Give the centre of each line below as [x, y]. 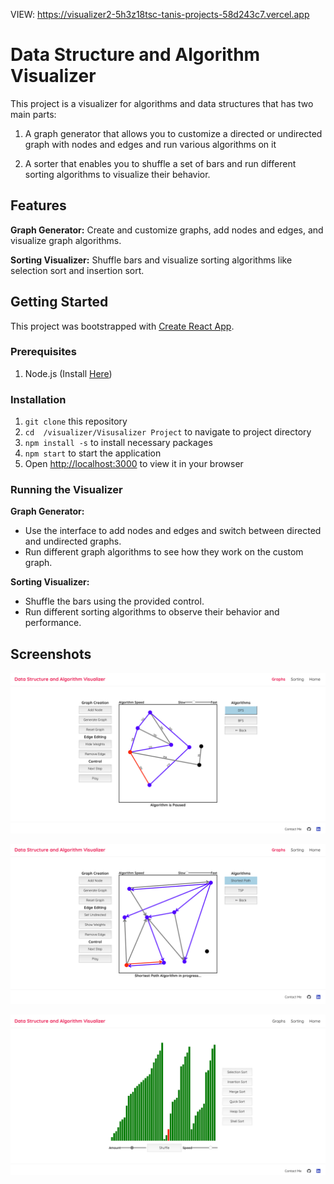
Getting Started [59, 302]
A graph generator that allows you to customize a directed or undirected [173, 133]
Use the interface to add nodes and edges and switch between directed [173, 531]
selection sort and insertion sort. [77, 270]
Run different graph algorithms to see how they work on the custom [164, 552]
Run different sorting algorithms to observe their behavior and [152, 612]
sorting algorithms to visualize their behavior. [117, 174]
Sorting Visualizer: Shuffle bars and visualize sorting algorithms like [151, 260]
